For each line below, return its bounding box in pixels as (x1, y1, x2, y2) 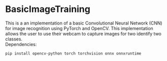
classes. (5, 36, 23, 42)
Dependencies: (5, 41, 37, 47)
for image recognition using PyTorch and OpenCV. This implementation (5, 25, 153, 31)
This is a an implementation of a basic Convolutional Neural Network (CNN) (5, 20, 163, 26)
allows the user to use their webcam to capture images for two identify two (5, 30, 162, 36)
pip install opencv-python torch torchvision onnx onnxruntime (5, 51, 142, 56)
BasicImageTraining (5, 3, 91, 15)
